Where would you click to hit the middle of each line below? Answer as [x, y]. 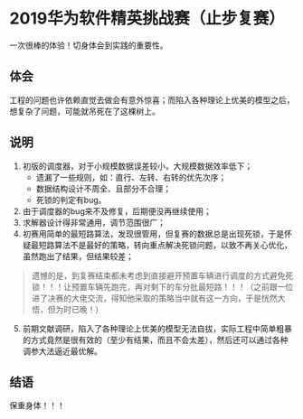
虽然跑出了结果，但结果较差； [78, 256]
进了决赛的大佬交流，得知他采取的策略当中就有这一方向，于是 [147, 298]
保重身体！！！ [37, 405]
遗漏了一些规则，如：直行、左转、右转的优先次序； [131, 177]
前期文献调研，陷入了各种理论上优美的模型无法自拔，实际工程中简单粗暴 [157, 328]
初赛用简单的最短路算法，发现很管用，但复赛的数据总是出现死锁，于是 [153, 233]
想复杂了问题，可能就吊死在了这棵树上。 [85, 111]
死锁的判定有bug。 [71, 200]
